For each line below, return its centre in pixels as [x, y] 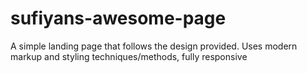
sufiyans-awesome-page [118, 18]
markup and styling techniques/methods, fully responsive [129, 56]
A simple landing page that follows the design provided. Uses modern [154, 46]
